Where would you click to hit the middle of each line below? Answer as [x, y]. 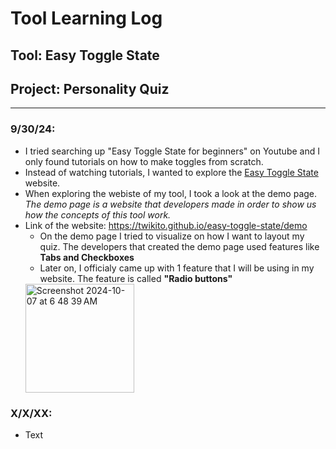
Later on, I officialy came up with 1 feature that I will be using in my [177, 268]
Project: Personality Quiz [90, 88]
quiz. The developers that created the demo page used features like [179, 246]
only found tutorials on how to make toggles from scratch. [144, 161]
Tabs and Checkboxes [87, 257]
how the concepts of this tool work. [98, 214]
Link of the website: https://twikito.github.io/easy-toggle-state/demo [166, 225]
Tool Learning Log [86, 18]
